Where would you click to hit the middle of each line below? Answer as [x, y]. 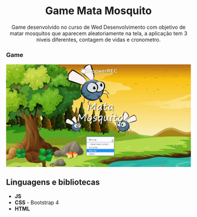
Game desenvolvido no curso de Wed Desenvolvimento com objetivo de [98, 27]
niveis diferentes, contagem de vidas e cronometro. [98, 39]
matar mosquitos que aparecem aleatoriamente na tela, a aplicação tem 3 [98, 33]
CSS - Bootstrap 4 [37, 203]
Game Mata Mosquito [98, 11]
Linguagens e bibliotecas [53, 182]
